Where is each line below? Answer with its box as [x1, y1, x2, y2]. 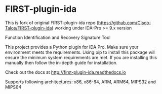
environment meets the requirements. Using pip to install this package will [5, 49, 156, 55]
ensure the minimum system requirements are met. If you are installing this [5, 54, 157, 60]
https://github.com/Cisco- [98, 20, 152, 26]
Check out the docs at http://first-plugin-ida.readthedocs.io [5, 69, 126, 75]
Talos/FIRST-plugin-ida [5, 25, 52, 31]
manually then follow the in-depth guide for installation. [5, 60, 118, 65]
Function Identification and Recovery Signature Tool [5, 34, 111, 40]
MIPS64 [5, 84, 22, 90]
